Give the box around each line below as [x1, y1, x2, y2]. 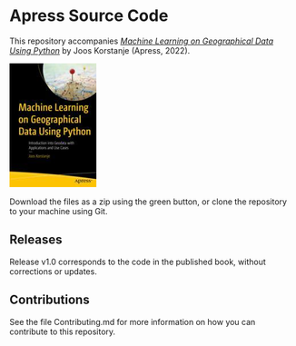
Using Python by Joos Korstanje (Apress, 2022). [9, 44, 191, 55]
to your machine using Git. [9, 205, 108, 216]
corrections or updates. [9, 265, 97, 277]
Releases [9, 232, 63, 248]
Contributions [9, 292, 90, 308]
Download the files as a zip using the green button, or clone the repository [9, 196, 288, 207]
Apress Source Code [9, 5, 169, 26]
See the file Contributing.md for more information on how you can [9, 316, 256, 327]
